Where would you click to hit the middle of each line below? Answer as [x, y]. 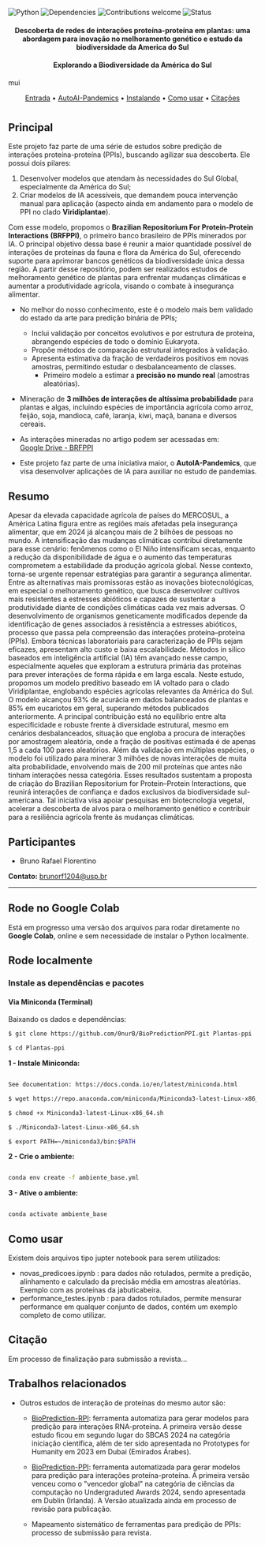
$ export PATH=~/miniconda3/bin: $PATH [72, 1141]
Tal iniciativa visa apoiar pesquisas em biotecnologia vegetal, [145, 800]
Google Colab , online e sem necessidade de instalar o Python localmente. [129, 936]
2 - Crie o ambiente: [41, 1157]
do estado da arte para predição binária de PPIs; [98, 318]
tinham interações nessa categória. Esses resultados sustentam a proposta [130, 775]
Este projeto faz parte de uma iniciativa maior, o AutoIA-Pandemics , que [138, 463]
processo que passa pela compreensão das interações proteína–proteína [127, 633]
